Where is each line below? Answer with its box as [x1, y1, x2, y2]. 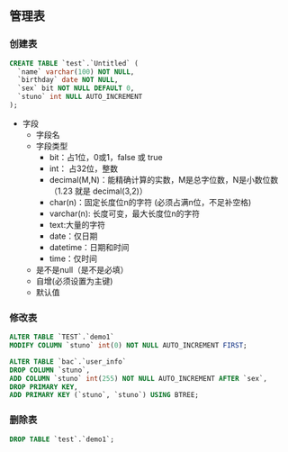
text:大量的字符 [49, 219, 106, 230]
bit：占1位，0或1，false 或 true [49, 151, 164, 162]
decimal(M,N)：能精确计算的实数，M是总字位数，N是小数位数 [49, 174, 279, 185]
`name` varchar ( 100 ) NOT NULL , [17, 67, 135, 77]
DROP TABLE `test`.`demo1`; [9, 435, 115, 444]
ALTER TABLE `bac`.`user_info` [9, 357, 127, 366]
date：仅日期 [49, 231, 98, 241]
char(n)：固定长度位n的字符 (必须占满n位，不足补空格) [49, 196, 252, 207]
